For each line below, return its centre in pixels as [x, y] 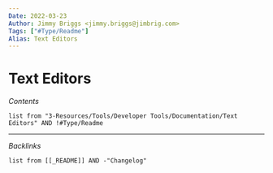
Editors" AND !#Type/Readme [56, 123]
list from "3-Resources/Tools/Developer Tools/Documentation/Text [123, 116]
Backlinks [25, 146]
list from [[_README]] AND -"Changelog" [78, 161]
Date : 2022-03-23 [38, 16]
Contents [24, 102]
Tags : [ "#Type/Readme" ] [49, 31]
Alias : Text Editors [43, 39]
